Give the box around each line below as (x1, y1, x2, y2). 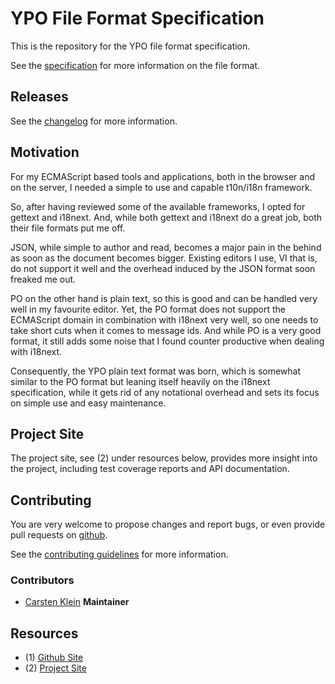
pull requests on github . (10, 529, 108, 541)
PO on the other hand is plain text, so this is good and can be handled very (10, 292, 318, 304)
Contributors (10, 573, 75, 587)
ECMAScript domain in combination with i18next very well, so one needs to (10, 313, 319, 326)
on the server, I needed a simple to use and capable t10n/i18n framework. (10, 181, 313, 193)
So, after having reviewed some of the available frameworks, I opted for (10, 200, 306, 212)
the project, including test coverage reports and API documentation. (10, 463, 290, 475)
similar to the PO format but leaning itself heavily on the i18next (10, 375, 271, 387)
